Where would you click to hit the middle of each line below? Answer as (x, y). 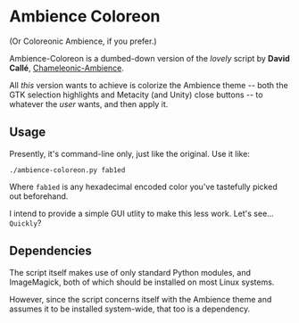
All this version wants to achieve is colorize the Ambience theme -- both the (149, 85)
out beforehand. (39, 196)
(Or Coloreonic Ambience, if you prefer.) (83, 41)
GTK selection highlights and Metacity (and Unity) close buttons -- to (136, 95)
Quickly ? (25, 223)
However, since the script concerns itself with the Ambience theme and (141, 299)
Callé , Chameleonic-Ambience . (67, 68)
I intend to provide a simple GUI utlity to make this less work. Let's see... (141, 213)
